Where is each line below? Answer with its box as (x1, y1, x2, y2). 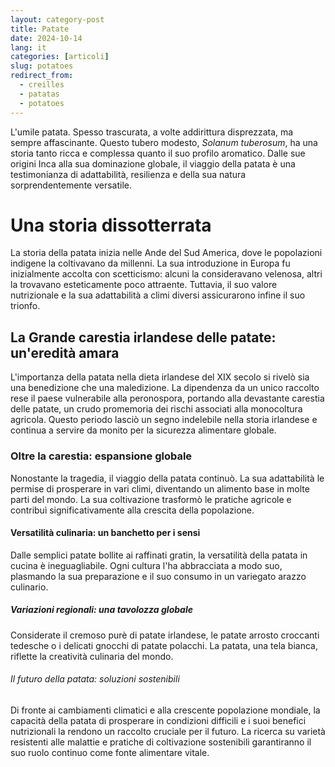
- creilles (19, 80, 65, 90)
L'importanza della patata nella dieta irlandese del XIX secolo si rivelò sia (10, 371, 310, 383)
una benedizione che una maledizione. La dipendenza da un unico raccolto (10, 382, 320, 394)
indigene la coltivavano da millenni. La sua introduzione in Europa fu (10, 257, 291, 270)
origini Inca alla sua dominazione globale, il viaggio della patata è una (10, 157, 296, 170)
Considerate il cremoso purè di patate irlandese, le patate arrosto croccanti (10, 629, 320, 641)
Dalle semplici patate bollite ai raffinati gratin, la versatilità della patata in (10, 549, 308, 561)
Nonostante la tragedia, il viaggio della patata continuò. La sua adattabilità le (10, 472, 325, 484)
